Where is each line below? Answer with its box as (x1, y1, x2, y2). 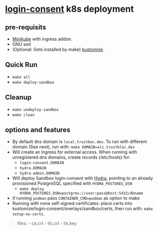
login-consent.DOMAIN (19, 161, 64, 166)
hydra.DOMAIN (19, 166, 47, 171)
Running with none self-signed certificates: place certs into (12, 201, 132, 206)
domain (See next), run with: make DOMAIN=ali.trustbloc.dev (12, 144, 135, 150)
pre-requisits (5, 23, 46, 31)
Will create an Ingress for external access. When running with (12, 149, 137, 155)
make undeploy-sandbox (12, 107, 59, 112)
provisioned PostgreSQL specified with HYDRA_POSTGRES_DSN (12, 180, 132, 186)
